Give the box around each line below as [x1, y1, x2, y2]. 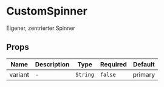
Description [35, 60, 70, 68]
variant [9, 70, 29, 78]
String [75, 71, 95, 78]
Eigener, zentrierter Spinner [6, 24, 76, 32]
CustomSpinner [6, 4, 88, 18]
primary [132, 70, 155, 78]
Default [132, 60, 155, 68]
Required [100, 60, 128, 68]
